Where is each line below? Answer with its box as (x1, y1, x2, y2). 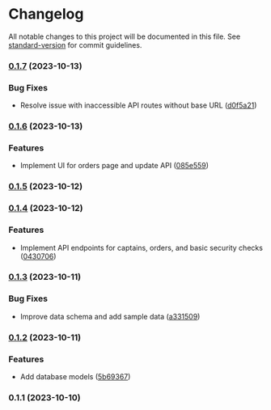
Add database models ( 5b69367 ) (19, 371, 131, 381)
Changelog (8, 5, 84, 23)
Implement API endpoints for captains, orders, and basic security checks (19, 243, 263, 252)
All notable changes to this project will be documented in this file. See (8, 32, 241, 41)
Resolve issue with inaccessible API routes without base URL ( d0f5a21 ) (19, 100, 257, 110)
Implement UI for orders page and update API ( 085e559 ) (19, 161, 209, 171)
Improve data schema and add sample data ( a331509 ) (19, 311, 201, 321)
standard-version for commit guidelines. (8, 40, 142, 49)
